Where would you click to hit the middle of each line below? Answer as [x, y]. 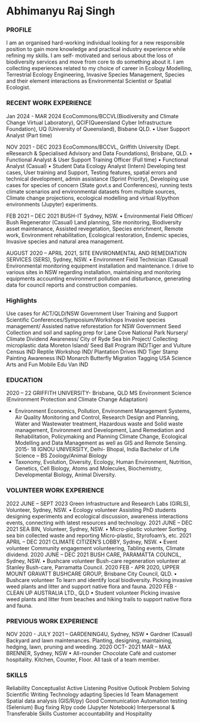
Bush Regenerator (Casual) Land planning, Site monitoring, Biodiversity [94, 222]
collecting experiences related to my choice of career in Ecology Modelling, [99, 68]
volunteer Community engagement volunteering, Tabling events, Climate [96, 548]
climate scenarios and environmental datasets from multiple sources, [91, 191]
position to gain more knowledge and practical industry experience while [96, 49]
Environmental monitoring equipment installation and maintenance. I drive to [100, 266]
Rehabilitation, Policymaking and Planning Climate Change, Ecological [101, 437]
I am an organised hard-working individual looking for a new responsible [96, 43]
